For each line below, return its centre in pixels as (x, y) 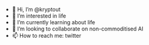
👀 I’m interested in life (39, 16)
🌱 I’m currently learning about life (54, 22)
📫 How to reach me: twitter (47, 36)
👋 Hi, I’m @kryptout (36, 9)
